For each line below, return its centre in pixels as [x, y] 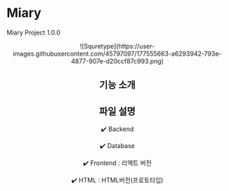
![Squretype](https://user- [117, 46]
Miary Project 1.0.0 [33, 32]
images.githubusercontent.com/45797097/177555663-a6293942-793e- [117, 54]
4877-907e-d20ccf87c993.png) [117, 61]
